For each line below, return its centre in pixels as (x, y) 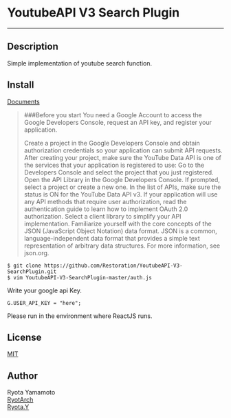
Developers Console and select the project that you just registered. (119, 172)
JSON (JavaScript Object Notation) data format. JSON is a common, (121, 231)
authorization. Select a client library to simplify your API (102, 216)
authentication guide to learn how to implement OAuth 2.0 (106, 209)
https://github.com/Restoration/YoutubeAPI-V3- (113, 266)
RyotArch (20, 400)
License (24, 337)
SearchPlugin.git (32, 271)
